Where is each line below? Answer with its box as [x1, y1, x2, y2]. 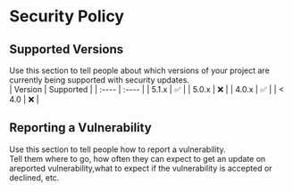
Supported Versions [9, 42, 123, 57]
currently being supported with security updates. [9, 75, 190, 85]
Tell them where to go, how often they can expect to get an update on [9, 153, 266, 164]
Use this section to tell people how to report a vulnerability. [9, 144, 226, 155]
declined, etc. [9, 172, 60, 183]
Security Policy [9, 6, 125, 27]
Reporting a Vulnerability [9, 120, 152, 135]
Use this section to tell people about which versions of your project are [9, 65, 270, 76]
